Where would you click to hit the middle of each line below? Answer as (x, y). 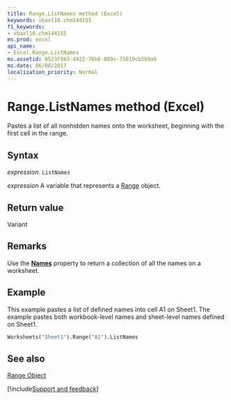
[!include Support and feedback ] (53, 389)
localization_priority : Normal (53, 72)
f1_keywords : (26, 27)
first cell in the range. (38, 133)
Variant (17, 225)
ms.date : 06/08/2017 (37, 66)
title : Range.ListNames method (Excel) (65, 14)
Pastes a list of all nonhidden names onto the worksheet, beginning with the (116, 126)
